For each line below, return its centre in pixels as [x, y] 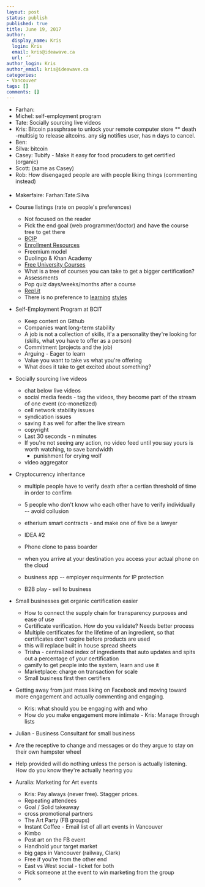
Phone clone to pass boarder [61, 547]
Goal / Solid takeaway [52, 807]
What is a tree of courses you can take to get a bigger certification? [109, 272]
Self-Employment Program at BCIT [59, 309]
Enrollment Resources [52, 245]
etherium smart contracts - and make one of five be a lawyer [101, 523]
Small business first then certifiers [68, 678]
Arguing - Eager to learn [55, 354]
